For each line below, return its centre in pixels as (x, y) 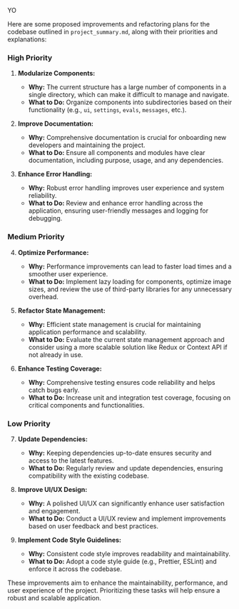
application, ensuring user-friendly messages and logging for (118, 211)
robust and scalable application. (54, 598)
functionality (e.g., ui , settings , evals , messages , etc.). (107, 110)
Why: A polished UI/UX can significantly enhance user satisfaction (126, 503)
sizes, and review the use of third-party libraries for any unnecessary (130, 289)
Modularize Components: (56, 74)
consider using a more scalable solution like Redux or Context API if (128, 347)
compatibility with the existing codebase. (89, 475)
